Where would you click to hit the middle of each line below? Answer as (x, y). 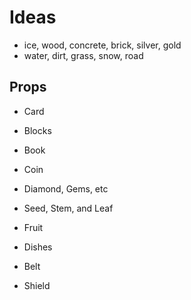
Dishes (38, 247)
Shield (37, 285)
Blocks (37, 130)
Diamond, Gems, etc (66, 188)
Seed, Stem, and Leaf (68, 208)
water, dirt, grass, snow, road (83, 55)
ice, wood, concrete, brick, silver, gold (102, 45)
